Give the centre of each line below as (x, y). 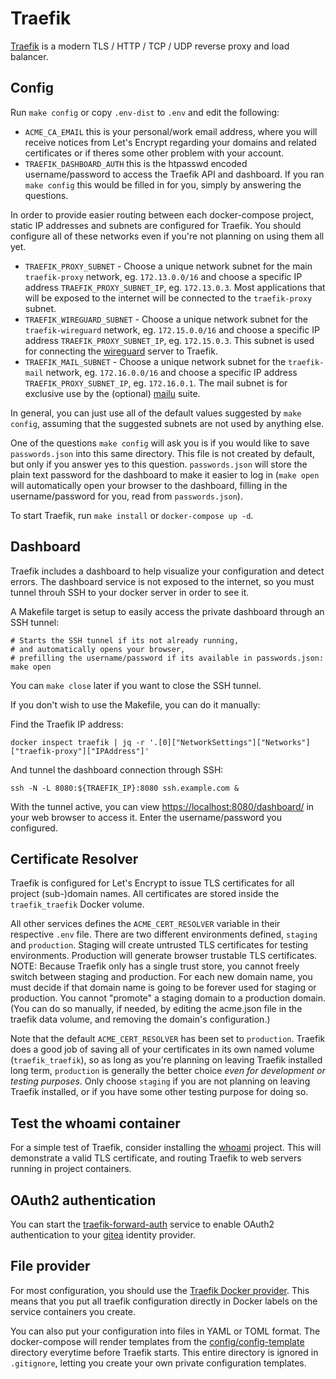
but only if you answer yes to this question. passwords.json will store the (159, 464)
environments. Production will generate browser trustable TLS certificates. (164, 956)
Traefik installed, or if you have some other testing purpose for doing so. (159, 1092)
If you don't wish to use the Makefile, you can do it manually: (135, 704)
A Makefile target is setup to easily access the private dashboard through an (167, 611)
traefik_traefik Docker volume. (77, 904)
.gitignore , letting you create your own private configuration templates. (158, 1363)
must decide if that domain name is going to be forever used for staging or (163, 988)
